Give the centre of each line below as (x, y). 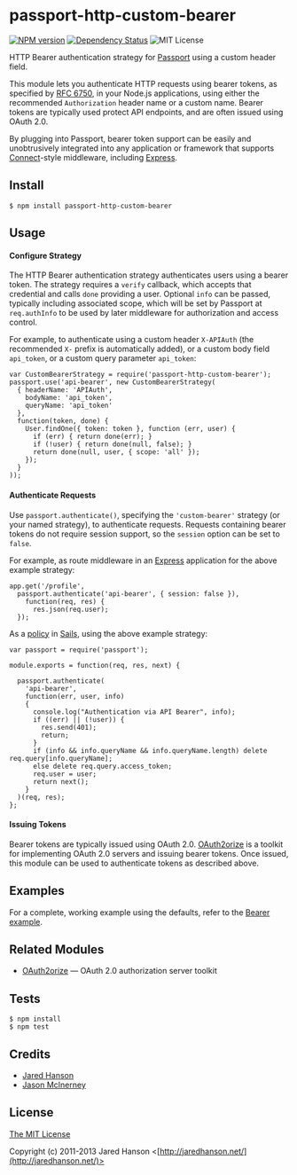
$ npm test (29, 1027)
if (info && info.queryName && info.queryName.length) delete (150, 750)
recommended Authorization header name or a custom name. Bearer (137, 102)
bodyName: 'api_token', (69, 398)
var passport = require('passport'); (79, 650)
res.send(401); (69, 727)
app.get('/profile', (47, 586)
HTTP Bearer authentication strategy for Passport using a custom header (143, 57)
